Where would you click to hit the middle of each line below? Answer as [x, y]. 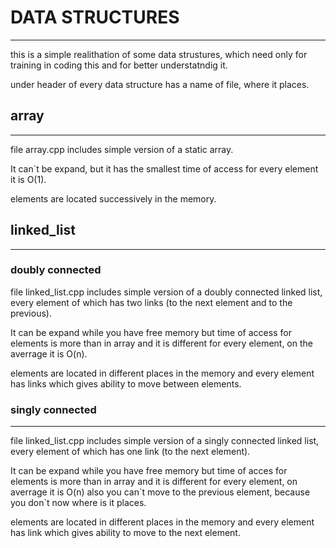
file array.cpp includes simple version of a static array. [122, 149]
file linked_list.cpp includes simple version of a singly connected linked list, [165, 441]
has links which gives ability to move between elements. [126, 383]
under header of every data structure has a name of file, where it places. [160, 84]
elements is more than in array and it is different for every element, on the [161, 343]
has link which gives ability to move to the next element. [125, 533]
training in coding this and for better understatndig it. [119, 65]
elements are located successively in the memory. [113, 198]
